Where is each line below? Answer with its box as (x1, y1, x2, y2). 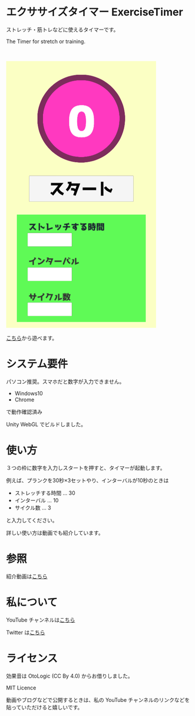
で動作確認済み (6, 408, 42, 415)
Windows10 (14, 390, 43, 397)
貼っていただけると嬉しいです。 (6, 704, 83, 711)
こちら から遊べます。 (6, 334, 58, 341)
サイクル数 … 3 (14, 504, 51, 511)
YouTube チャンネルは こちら (6, 616, 75, 623)
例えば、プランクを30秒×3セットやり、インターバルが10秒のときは (6, 476, 169, 484)
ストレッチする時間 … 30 (14, 489, 75, 496)
